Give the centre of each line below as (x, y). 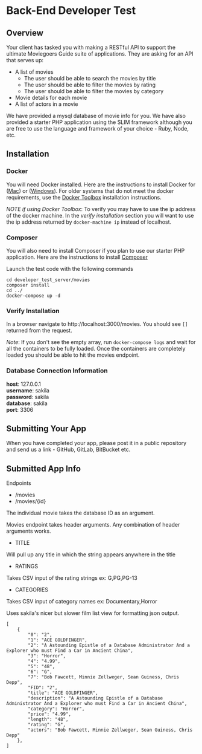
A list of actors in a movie (46, 104)
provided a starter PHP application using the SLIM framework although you (99, 122)
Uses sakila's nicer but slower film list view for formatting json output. (93, 613)
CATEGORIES (31, 590)
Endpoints (19, 483)
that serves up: (25, 60)
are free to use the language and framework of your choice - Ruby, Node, (97, 128)
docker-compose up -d (33, 296)
